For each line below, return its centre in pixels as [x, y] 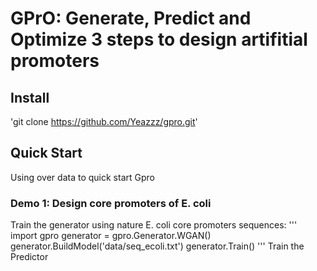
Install [30, 97]
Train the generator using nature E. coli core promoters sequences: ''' [154, 225]
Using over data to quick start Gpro [82, 177]
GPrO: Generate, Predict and [131, 18]
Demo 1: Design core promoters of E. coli [111, 203]
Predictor [29, 257]
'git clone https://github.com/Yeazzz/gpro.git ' [104, 121]
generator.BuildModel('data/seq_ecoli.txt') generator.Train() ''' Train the [157, 246]
